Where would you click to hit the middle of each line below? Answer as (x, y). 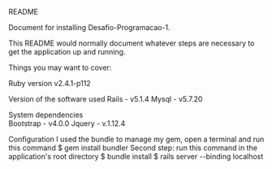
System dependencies (46, 115)
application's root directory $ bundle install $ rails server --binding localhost (136, 156)
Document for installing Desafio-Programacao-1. (89, 27)
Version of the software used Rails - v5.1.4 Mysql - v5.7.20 (106, 99)
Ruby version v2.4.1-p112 (50, 83)
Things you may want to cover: (60, 67)
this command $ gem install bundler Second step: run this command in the (133, 148)
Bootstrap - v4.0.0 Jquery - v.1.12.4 (67, 123)
